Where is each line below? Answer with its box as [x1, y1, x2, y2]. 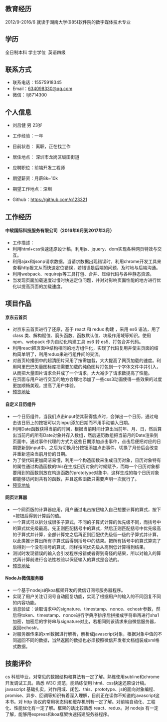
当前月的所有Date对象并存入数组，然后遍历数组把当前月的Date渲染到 [16, 432, 159, 438]
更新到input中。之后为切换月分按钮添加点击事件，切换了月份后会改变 [16, 444, 159, 450]
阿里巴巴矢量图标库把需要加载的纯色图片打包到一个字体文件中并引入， [16, 364, 161, 370]
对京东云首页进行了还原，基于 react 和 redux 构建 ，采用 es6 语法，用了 [12, 326, 161, 332]
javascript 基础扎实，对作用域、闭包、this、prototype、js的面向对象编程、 [5, 686, 158, 692]
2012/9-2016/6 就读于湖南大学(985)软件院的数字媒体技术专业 [5, 19, 131, 25]
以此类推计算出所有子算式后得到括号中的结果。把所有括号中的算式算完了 [12, 537, 161, 543]
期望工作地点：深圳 [12, 186, 52, 192]
